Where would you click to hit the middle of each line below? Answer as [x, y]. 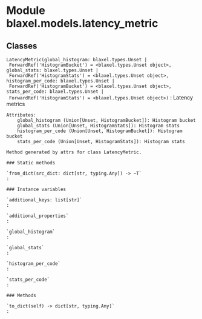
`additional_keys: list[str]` [44, 200]
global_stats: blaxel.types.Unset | [52, 70]
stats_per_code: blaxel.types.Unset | [55, 92]
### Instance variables [36, 189]
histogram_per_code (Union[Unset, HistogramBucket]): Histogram [100, 131]
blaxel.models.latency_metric [82, 23]
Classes [22, 46]
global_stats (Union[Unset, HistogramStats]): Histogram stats [99, 126]
